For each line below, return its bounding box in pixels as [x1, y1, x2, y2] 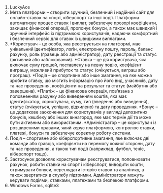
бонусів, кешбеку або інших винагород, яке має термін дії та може [9, 115, 151, 120]
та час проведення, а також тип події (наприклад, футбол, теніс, [9, 146, 145, 152]
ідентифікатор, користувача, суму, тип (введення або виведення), [9, 99, 149, 104]
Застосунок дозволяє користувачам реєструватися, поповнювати [9, 156, 150, 162]
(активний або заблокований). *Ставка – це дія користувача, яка [9, 57, 147, 62]
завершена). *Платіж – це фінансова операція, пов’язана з [9, 88, 133, 94]
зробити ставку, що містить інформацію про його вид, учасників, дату [9, 77, 158, 83]
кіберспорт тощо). [9, 151, 48, 157]
